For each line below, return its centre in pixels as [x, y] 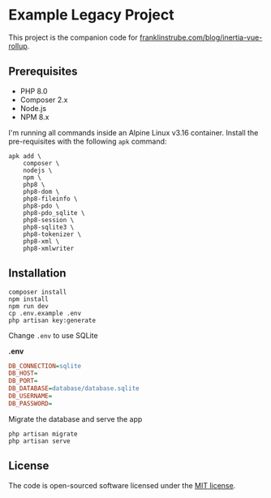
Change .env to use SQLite [54, 335]
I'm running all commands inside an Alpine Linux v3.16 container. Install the [133, 132]
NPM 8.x [34, 117]
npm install [28, 299]
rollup [18, 45]
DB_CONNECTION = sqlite [45, 366]
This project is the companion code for [73, 37]
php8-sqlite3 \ [49, 227]
